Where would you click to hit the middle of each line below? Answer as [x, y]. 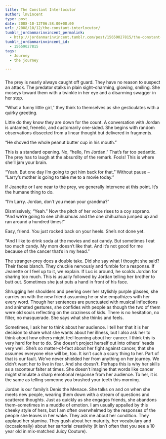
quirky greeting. [21, 113]
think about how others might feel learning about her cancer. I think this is [80, 338]
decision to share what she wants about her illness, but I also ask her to [78, 333]
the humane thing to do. [29, 192]
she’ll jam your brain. [26, 162]
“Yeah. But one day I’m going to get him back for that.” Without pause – [77, 172]
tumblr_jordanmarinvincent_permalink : [45, 33]
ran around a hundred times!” [35, 222]
